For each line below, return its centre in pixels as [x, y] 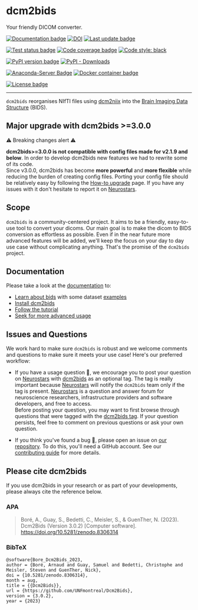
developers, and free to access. [53, 404]
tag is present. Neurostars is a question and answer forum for [89, 391]
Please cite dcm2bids [47, 471]
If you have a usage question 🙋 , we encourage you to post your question [103, 373]
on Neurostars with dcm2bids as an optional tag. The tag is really [94, 379]
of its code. [20, 164]
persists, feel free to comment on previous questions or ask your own [99, 423]
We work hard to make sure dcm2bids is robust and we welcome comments [97, 349]
